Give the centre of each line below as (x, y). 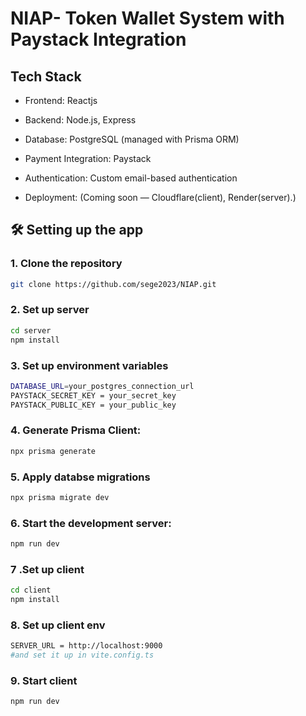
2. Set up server (50, 310)
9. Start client (44, 681)
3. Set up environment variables (89, 365)
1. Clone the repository (66, 264)
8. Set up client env (58, 625)
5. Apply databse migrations (80, 477)
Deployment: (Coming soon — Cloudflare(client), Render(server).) (160, 197)
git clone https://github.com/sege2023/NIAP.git (113, 284)
